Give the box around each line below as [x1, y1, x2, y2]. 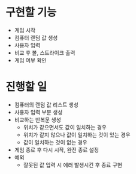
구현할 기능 [5, 5, 57, 19]
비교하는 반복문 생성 [14, 116, 61, 123]
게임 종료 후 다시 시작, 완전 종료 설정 [14, 146, 99, 154]
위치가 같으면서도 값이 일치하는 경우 [23, 123, 107, 131]
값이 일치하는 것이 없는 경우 [23, 138, 87, 146]
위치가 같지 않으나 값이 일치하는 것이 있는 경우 [23, 131, 131, 138]
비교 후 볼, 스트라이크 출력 [14, 49, 75, 56]
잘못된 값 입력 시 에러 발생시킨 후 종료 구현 [23, 161, 122, 169]
